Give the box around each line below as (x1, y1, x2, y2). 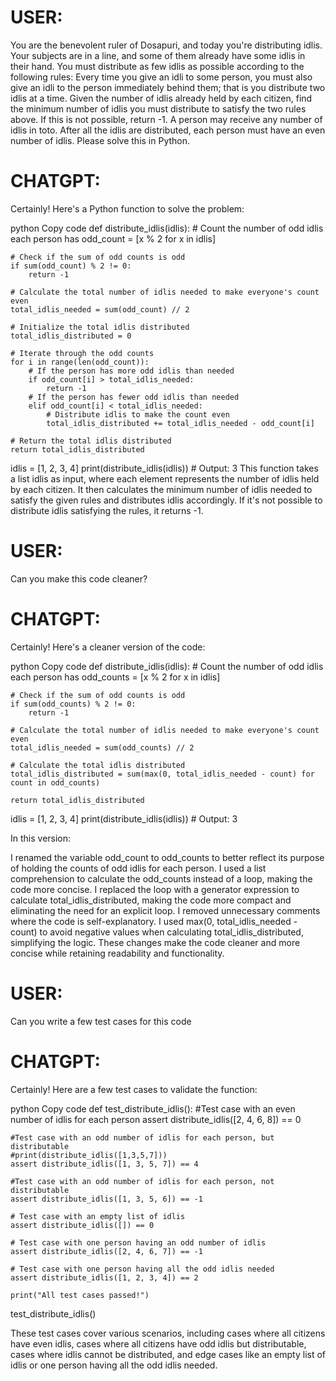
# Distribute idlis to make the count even (46, 409, 230, 420)
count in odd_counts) (10, 777, 101, 788)
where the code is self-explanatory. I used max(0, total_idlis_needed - (10, 915, 298, 927)
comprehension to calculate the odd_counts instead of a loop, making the (10, 872, 313, 885)
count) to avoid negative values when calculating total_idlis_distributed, (10, 926, 304, 938)
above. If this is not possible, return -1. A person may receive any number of (10, 113, 323, 125)
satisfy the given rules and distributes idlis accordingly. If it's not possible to (10, 494, 323, 506)
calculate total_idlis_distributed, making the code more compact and (10, 894, 292, 906)
